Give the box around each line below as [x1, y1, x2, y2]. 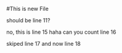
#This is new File [6, 5, 49, 12]
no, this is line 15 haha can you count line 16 [6, 28, 117, 36]
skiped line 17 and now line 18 [6, 40, 81, 47]
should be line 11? [6, 17, 51, 23]
